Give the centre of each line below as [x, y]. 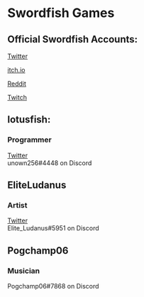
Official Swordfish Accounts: [73, 39]
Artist [17, 205]
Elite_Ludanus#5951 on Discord [53, 228]
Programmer [29, 140]
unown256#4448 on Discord [50, 163]
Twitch [17, 97]
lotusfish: [29, 119]
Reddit [17, 84]
